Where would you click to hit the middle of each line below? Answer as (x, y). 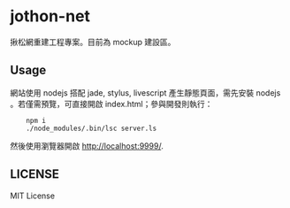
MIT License (33, 196)
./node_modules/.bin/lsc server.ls (92, 128)
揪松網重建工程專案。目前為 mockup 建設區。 (93, 42)
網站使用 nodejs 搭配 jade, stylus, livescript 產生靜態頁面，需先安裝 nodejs (145, 92)
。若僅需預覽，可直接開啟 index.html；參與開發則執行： (111, 104)
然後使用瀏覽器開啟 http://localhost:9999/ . (87, 146)
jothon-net (50, 16)
